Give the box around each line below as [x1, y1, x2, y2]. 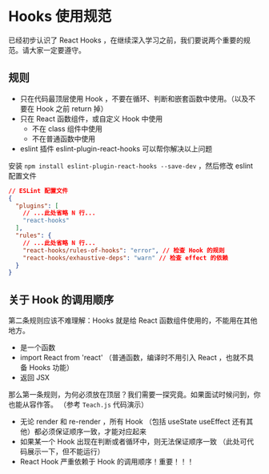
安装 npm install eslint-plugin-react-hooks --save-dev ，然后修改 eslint [8, 161, 254, 171]
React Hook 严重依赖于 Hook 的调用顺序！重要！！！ [19, 457, 195, 467]
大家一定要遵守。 [29, 45, 86, 54]
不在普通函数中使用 [31, 134, 96, 143]
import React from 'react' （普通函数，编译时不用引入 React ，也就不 [19, 353, 247, 363]
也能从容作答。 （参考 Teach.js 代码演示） [8, 400, 149, 409]
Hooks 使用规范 [8, 7, 112, 26]
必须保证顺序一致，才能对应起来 [41, 427, 147, 436]
